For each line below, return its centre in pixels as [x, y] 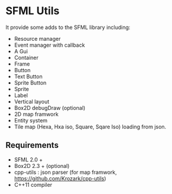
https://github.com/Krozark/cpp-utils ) [60, 178]
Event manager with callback [50, 45]
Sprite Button [30, 83]
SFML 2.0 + [28, 159]
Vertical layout [32, 101]
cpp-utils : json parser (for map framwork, [65, 172]
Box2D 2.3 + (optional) [42, 166]
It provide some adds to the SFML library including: [68, 27]
